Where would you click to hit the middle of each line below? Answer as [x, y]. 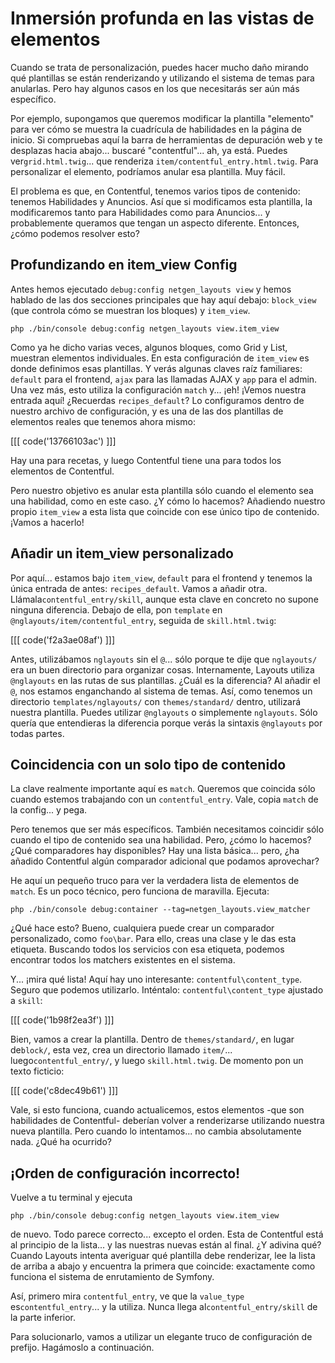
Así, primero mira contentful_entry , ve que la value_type [127, 1296]
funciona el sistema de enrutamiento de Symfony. [112, 1277]
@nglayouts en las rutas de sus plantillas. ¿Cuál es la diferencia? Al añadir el [165, 680]
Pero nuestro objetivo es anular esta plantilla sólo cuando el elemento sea [162, 490]
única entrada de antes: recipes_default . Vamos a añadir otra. [139, 588]
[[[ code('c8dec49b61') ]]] [64, 1091]
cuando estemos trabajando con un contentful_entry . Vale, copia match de [164, 799]
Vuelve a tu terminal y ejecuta [71, 1198]
